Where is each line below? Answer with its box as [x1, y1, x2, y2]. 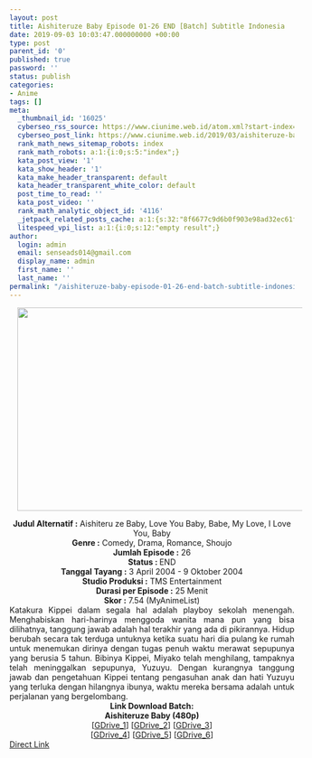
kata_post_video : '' [17, 198, 95, 208]
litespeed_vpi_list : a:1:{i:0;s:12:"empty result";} [17, 223, 221, 232]
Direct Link [9, 738, 50, 750]
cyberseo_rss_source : [17, 123, 99, 132]
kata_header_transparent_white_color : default [17, 182, 196, 191]
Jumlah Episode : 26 [112, 547, 192, 557]
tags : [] [9, 97, 43, 107]
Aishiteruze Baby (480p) [104, 710, 200, 721]
